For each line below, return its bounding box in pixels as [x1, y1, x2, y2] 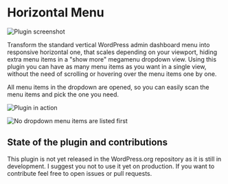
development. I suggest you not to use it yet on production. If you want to [7, 162, 215, 170]
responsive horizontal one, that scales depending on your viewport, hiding [7, 48, 218, 56]
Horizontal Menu [7, 5, 104, 21]
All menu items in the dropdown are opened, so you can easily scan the [7, 83, 209, 91]
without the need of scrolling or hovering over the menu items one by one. [7, 70, 217, 78]
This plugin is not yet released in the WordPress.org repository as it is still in [7, 155, 222, 163]
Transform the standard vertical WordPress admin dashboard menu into [7, 40, 210, 49]
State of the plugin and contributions [7, 137, 168, 148]
